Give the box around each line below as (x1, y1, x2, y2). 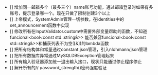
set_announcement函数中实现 (9, 22, 70, 28)
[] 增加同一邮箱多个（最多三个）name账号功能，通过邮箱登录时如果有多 (9, 4, 153, 10)
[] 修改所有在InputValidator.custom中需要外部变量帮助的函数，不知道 (9, 29, 147, 34)
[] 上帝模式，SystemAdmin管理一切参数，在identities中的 (9, 16, 124, 22)
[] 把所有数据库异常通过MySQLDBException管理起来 (9, 53, 114, 58)
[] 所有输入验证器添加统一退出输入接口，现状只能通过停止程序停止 (9, 59, 142, 64)
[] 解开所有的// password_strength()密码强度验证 (9, 65, 107, 70)
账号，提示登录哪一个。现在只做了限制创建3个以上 (9, 10, 111, 16)
